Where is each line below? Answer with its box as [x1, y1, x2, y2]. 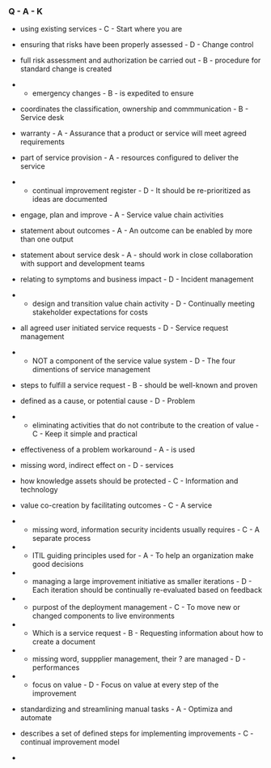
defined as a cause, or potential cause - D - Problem [19, 396, 196, 406]
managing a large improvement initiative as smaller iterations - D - [32, 577, 252, 586]
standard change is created [19, 64, 112, 74]
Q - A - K [8, 6, 43, 17]
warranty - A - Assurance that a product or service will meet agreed [19, 128, 247, 139]
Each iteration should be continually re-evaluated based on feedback [32, 586, 263, 595]
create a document [32, 637, 95, 646]
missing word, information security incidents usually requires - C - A [32, 525, 260, 534]
